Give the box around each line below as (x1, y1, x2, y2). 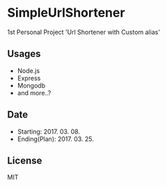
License (7, 154, 42, 166)
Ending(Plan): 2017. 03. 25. (17, 134, 94, 143)
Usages (7, 48, 41, 60)
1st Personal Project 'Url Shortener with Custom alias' (7, 28, 161, 36)
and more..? (17, 88, 51, 97)
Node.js (17, 66, 40, 74)
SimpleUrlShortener (7, 5, 125, 21)
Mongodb (17, 81, 46, 90)
